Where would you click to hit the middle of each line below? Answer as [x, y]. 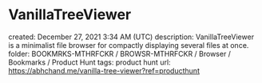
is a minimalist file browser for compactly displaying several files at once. [129, 45]
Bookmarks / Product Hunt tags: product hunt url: [89, 62]
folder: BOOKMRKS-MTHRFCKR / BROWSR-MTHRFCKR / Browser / [120, 53]
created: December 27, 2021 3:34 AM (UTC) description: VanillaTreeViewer [131, 37]
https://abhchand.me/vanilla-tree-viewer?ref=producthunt [104, 70]
